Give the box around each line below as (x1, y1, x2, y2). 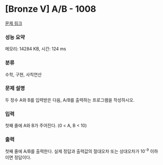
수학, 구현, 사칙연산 (5, 71, 42, 77)
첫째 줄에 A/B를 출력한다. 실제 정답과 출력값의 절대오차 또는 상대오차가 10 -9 (5, 147, 149, 154)
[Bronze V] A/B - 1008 (5, 3, 97, 15)
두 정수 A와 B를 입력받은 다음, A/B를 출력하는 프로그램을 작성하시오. (5, 97, 135, 103)
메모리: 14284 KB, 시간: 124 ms (5, 46, 66, 52)
